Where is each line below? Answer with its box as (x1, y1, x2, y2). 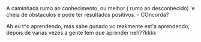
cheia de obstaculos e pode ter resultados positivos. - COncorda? (6, 11, 169, 19)
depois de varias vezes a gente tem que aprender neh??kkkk (6, 29, 157, 37)
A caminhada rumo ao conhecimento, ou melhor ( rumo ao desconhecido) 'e (6, 5, 195, 12)
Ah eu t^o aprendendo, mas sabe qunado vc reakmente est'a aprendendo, (6, 23, 190, 30)
